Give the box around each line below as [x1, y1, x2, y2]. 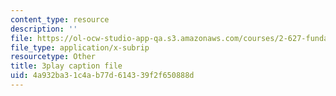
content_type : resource [10, 14, 110, 25]
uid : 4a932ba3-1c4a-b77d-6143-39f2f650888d [10, 71, 195, 81]
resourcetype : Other [10, 52, 97, 62]
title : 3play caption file [10, 61, 123, 71]
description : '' [10, 24, 78, 34]
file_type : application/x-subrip [10, 42, 150, 53]
